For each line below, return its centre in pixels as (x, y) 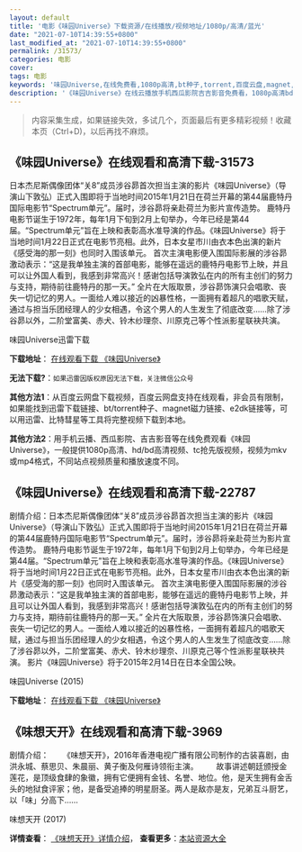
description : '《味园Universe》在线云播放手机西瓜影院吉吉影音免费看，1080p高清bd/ (154, 93)
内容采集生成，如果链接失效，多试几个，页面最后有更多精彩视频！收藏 (161, 120)
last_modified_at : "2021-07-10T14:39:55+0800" (98, 43)
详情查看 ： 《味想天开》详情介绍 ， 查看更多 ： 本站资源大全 (118, 838)
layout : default (40, 18)
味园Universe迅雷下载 (49, 340)
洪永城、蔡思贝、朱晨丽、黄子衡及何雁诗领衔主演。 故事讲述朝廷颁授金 (148, 766)
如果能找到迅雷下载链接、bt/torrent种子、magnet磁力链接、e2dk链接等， (145, 408)
